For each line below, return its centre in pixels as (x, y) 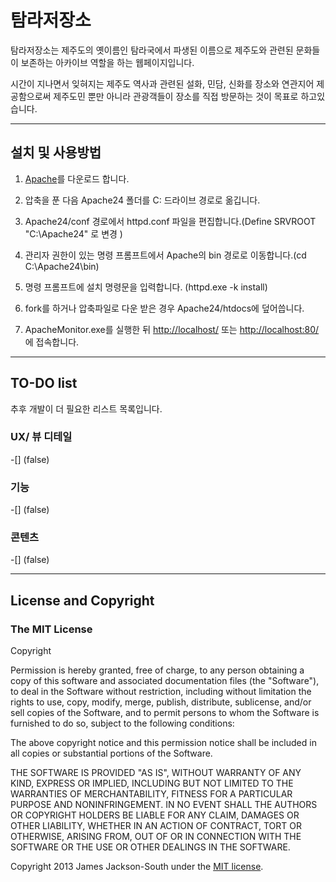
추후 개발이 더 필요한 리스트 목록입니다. (86, 408)
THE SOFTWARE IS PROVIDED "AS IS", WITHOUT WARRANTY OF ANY (156, 773)
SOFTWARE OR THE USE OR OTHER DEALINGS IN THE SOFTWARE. (150, 847)
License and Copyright (82, 600)
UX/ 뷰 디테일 (41, 437)
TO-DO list (44, 383)
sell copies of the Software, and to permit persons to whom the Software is (165, 713)
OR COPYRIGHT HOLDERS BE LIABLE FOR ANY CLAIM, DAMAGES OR (155, 815)
